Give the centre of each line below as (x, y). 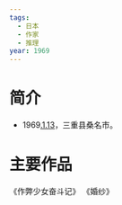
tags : (19, 18)
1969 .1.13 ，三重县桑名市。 (70, 125)
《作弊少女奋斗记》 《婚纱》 (61, 191)
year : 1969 (30, 51)
